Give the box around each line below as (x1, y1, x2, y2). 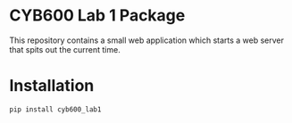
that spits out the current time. (9, 44, 121, 54)
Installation (9, 76, 95, 96)
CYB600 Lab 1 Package (9, 5, 186, 26)
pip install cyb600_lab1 (9, 104, 102, 114)
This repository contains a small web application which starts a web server (9, 35, 284, 45)
